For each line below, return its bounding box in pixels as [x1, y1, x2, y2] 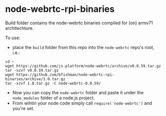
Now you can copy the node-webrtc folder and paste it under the [12, 89, 144, 95]
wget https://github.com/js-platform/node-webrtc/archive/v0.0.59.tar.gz [5, 63, 162, 68]
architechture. [5, 25, 34, 31]
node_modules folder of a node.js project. [12, 95, 95, 101]
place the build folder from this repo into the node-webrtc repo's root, [12, 44, 155, 50]
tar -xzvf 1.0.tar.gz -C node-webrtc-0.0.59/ [5, 81, 101, 86]
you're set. [12, 105, 35, 111]
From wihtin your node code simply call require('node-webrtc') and [12, 100, 153, 106]
